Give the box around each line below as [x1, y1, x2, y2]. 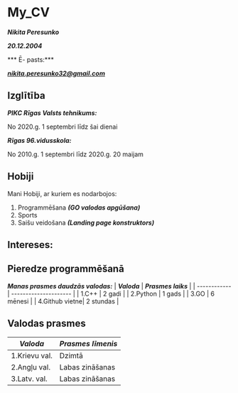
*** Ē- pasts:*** [7, 55, 55, 64]
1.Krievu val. [11, 350, 53, 360]
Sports [17, 210, 38, 219]
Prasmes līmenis [59, 338, 118, 348]
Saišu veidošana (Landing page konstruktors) [17, 218, 155, 227]
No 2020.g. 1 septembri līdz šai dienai [7, 122, 118, 131]
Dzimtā [59, 350, 83, 360]
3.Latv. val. [11, 374, 48, 384]
